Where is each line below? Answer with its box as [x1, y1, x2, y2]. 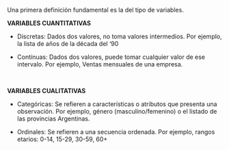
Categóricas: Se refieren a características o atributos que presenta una [16, 100, 217, 108]
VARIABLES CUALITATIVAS [7, 87, 86, 95]
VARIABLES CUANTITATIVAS [7, 19, 91, 27]
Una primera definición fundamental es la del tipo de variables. [7, 6, 185, 14]
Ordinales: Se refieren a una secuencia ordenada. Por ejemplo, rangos [16, 128, 215, 136]
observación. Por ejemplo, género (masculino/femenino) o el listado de [16, 108, 217, 115]
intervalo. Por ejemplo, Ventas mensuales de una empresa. [16, 60, 183, 68]
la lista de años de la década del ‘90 [16, 40, 119, 47]
